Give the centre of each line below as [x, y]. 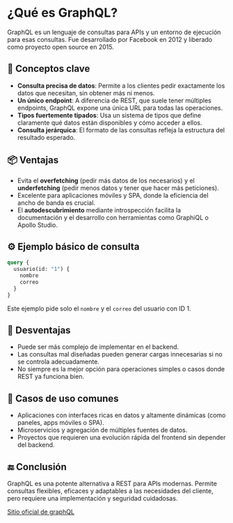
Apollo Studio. [37, 225]
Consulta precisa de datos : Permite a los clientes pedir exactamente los [121, 86]
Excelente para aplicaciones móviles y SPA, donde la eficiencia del [113, 195]
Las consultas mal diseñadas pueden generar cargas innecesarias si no [120, 354]
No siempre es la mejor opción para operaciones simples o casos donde [121, 369]
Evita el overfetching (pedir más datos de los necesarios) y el [106, 180]
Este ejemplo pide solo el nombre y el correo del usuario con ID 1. [99, 309]
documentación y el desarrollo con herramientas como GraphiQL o [113, 217]
